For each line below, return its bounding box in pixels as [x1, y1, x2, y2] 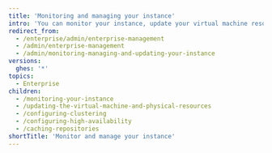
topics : [8, 72, 35, 80]
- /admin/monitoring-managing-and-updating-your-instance [15, 49, 216, 57]
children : [8, 87, 42, 96]
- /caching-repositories [15, 125, 100, 133]
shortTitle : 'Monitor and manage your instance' [8, 132, 176, 140]
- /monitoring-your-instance [15, 95, 114, 103]
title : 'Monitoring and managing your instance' [8, 11, 176, 20]
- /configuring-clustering [15, 110, 107, 118]
